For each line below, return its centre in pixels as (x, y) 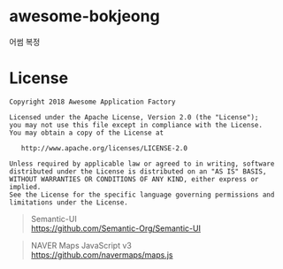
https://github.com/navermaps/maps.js (102, 255)
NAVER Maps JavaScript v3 (81, 245)
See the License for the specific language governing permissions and (142, 195)
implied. (25, 187)
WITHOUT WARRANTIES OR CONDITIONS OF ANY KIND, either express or (134, 179)
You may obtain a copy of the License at (87, 133)
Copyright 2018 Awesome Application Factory (92, 102)
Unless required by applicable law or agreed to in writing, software (142, 164)
